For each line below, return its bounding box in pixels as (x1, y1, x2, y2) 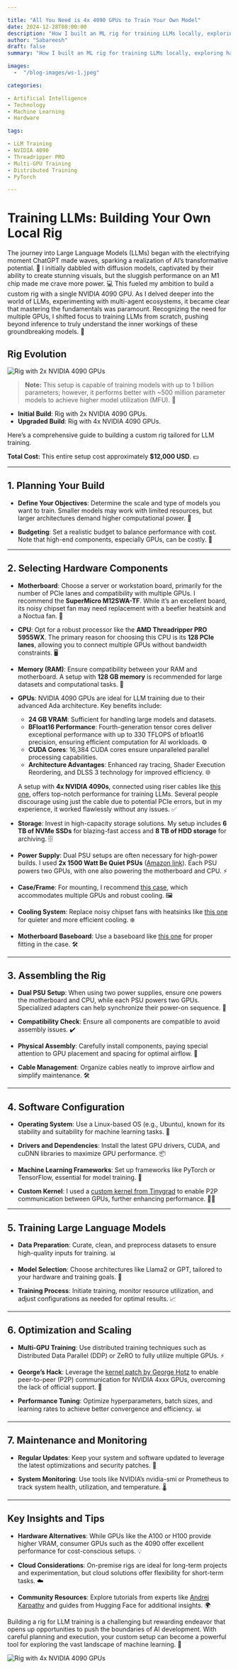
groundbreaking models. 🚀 (7, 328, 85, 336)
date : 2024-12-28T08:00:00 (7, 23, 87, 31)
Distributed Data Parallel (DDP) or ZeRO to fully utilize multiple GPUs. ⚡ (17, 1351, 225, 1360)
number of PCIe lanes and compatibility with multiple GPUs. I (17, 589, 196, 597)
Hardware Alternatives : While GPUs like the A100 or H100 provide (17, 1531, 212, 1540)
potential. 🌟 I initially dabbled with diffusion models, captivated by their (7, 264, 214, 272)
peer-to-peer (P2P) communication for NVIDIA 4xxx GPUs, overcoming (17, 1375, 225, 1383)
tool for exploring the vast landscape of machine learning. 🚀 (7, 1640, 182, 1648)
